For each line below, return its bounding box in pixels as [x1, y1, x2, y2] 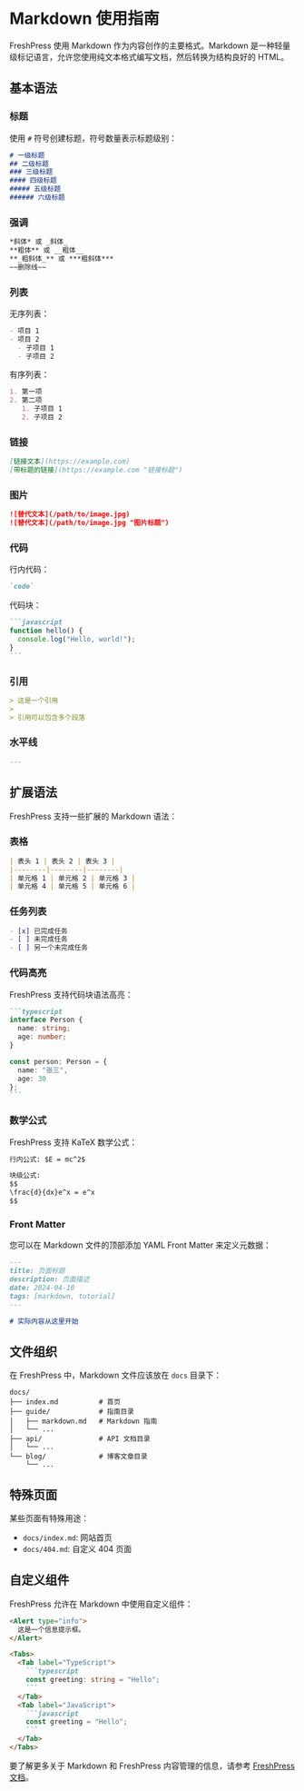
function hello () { [9, 626, 83, 636]
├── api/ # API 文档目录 [9, 1435, 152, 1444]
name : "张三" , [17, 1065, 68, 1075]
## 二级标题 [9, 159, 50, 168]
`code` [9, 582, 34, 592]
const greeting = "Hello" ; [25, 1717, 128, 1726]
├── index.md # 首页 [9, 1398, 121, 1407]
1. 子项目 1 [21, 404, 63, 413]
